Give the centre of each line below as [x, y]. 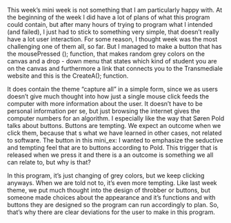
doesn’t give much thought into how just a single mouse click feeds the [108, 96]
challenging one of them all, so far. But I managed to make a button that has [114, 46]
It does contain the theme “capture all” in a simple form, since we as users [113, 89]
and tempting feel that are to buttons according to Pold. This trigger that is [113, 148]
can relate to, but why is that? [49, 162]
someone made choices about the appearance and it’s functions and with [111, 198]
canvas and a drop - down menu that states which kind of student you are [112, 61]
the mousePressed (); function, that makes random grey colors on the [106, 54]
